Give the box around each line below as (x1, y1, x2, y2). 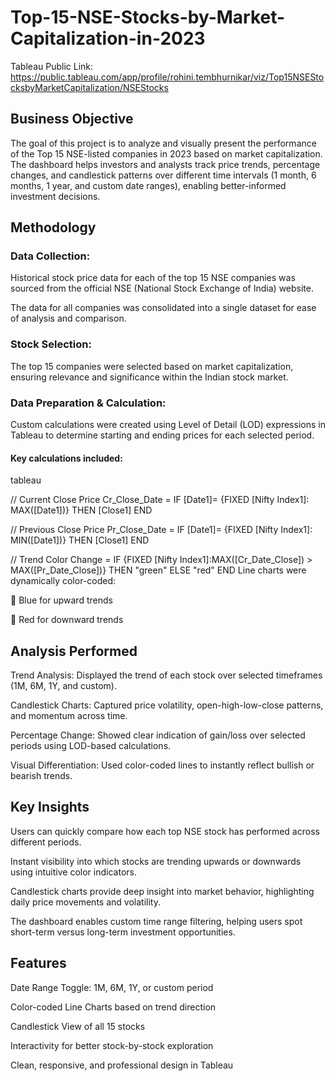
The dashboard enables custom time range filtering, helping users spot (10, 915, 303, 927)
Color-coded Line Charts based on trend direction (10, 1001, 217, 1013)
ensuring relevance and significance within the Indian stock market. (10, 371, 289, 383)
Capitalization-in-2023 (10, 27, 206, 50)
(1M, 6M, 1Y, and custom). (10, 680, 117, 692)
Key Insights (10, 799, 90, 816)
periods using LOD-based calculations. (10, 740, 172, 752)
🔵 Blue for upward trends (10, 594, 113, 606)
